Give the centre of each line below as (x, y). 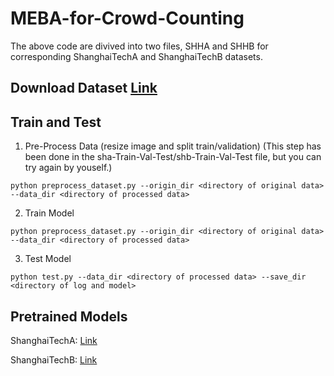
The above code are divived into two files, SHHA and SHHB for (139, 46)
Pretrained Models (69, 316)
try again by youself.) (68, 168)
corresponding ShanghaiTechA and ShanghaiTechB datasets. (136, 56)
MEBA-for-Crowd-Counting (127, 18)
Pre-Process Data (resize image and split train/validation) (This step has (173, 146)
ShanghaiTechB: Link (54, 359)
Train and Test (56, 122)
